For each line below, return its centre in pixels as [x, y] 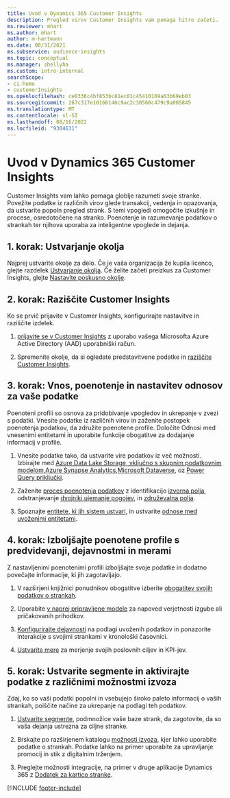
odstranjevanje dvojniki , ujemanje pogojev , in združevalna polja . [106, 497]
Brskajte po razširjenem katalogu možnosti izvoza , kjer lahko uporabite [117, 740]
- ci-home [21, 84]
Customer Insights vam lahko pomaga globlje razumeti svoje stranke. [104, 196]
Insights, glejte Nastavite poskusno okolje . [66, 278]
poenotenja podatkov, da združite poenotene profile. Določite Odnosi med [111, 427]
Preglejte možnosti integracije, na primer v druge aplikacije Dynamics [115, 767]
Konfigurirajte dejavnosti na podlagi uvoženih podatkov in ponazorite [114, 629]
